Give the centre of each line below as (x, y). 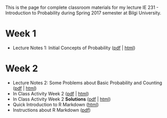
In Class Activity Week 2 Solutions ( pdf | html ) (62, 99)
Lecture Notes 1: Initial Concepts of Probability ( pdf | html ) (74, 48)
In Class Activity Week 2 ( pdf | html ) (51, 93)
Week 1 (21, 34)
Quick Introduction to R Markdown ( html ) (56, 104)
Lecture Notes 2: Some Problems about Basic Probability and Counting (87, 83)
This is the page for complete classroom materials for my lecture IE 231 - (82, 7)
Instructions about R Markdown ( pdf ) (52, 110)
